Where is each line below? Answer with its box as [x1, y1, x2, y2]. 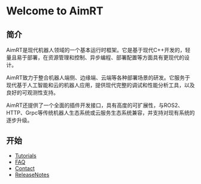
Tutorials [14, 152, 37, 159]
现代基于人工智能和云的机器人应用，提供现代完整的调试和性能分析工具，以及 [6, 82, 195, 88]
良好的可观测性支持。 [6, 89, 59, 96]
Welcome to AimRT [6, 4, 103, 18]
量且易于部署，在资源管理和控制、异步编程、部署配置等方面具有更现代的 [6, 54, 184, 61]
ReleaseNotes [14, 171, 50, 178]
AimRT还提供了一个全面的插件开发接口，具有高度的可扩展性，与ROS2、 [6, 102, 184, 109]
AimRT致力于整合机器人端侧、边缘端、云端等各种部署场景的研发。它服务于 [6, 74, 190, 81]
